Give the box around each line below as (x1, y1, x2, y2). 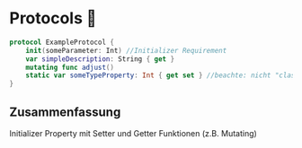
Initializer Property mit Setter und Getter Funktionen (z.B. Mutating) (9, 128, 258, 138)
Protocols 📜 (9, 8, 97, 29)
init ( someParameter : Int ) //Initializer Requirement (25, 46, 227, 55)
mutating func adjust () (25, 63, 115, 72)
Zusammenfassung (9, 104, 121, 119)
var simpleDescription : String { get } (25, 54, 175, 64)
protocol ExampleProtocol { (9, 38, 115, 47)
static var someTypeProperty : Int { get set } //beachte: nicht (25, 71, 271, 80)
